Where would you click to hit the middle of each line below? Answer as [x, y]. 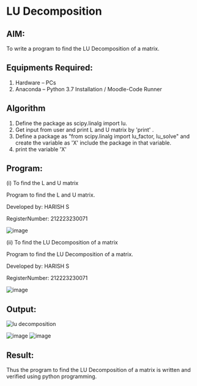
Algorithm [26, 108]
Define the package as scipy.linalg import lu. [71, 123]
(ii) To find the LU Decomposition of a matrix [62, 243]
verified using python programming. [52, 377]
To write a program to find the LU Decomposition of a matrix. [83, 48]
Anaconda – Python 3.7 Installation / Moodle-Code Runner [88, 89]
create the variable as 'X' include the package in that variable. [93, 143]
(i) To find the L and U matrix [43, 183]
